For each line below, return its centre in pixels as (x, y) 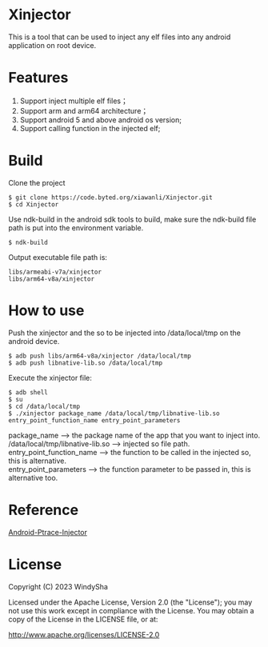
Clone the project (37, 182)
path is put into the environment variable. (76, 228)
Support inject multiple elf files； (74, 101)
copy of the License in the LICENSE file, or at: (83, 619)
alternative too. (33, 477)
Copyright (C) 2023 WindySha (58, 586)
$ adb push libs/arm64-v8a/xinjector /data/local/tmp (100, 356)
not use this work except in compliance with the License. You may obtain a (131, 610)
